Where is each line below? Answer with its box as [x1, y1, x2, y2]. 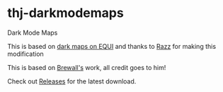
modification [7, 50, 44, 58]
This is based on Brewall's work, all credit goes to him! [7, 63, 166, 71]
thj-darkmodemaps [7, 5, 124, 21]
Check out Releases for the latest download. [7, 76, 137, 86]
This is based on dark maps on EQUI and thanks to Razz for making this [7, 42, 217, 50]
